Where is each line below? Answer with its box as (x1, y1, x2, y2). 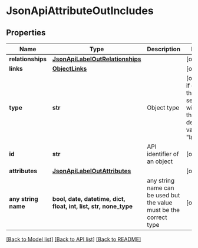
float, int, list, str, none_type (52, 202, 133, 210)
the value (147, 199, 173, 207)
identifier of (147, 150, 179, 158)
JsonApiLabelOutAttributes (52, 167, 131, 175)
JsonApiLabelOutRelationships (52, 55, 141, 63)
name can (147, 184, 175, 192)
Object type (147, 104, 180, 111)
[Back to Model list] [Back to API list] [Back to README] (6, 236, 141, 243)
